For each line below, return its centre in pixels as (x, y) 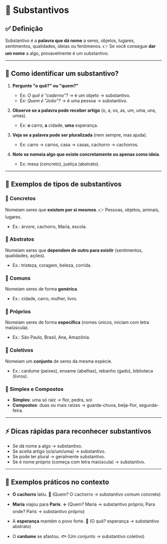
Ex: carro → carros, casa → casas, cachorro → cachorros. (79, 145)
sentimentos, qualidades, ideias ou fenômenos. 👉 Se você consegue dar (81, 46)
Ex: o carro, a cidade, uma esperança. (59, 125)
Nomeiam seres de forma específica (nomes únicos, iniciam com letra (77, 322)
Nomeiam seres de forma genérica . (42, 289)
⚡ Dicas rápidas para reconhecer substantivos (78, 432)
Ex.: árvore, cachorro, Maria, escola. (49, 226)
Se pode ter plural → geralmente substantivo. (59, 456)
